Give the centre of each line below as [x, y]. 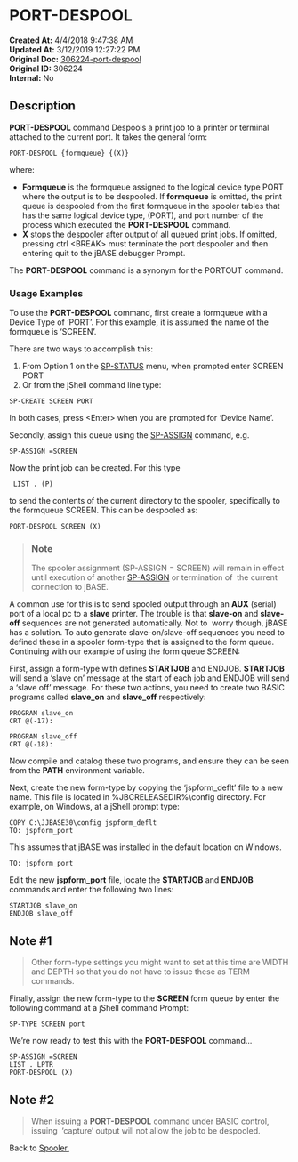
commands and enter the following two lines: [92, 890]
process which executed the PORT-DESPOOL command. [126, 224]
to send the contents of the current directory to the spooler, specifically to [145, 501]
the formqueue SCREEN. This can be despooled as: [104, 510]
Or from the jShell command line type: [92, 385]
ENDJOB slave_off [41, 914]
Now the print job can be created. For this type [95, 468]
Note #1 [31, 941]
